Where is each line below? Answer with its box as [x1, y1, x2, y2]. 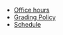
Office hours [13, 6, 50, 14]
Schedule [13, 21, 42, 28]
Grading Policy [13, 13, 56, 21]
